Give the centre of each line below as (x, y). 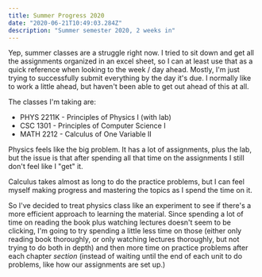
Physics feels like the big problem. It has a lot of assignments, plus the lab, (130, 150)
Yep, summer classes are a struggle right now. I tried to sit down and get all (131, 53)
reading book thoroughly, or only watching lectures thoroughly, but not (124, 240)
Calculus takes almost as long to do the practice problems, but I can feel (126, 182)
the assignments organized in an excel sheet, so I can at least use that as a (131, 61)
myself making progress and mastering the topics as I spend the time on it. (130, 190)
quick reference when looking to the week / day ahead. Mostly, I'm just (124, 70)
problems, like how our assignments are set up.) (87, 265)
